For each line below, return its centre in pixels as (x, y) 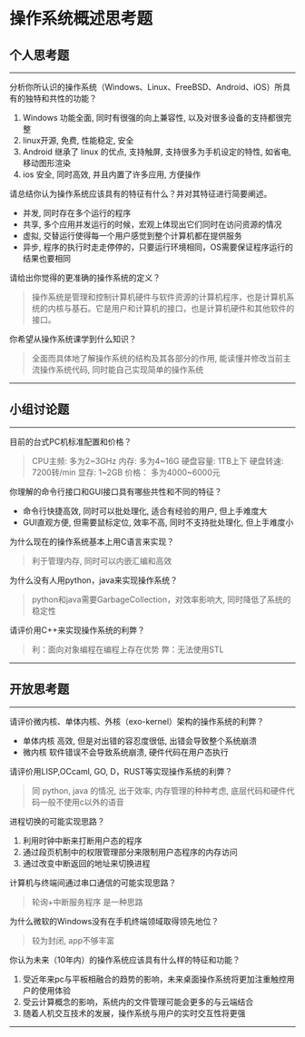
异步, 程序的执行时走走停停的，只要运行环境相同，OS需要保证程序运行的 (157, 247)
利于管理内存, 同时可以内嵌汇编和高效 (102, 560)
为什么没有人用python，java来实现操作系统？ (94, 580)
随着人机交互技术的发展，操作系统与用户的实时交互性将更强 (134, 1012)
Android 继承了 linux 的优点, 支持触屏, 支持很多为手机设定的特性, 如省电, (157, 152)
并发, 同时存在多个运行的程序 (77, 213)
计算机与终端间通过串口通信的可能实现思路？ (93, 883)
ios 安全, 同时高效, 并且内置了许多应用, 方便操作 (112, 174)
